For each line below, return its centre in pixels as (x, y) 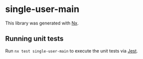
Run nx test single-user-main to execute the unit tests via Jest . (71, 50)
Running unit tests (34, 39)
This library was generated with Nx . (42, 23)
